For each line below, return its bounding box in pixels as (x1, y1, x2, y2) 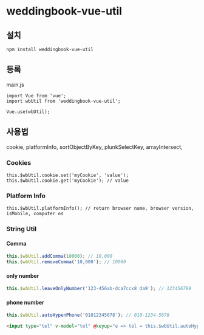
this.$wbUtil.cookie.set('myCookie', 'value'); (6, 172, 129, 178)
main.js (6, 81, 24, 88)
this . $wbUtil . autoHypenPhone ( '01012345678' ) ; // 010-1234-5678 (6, 312, 170, 319)
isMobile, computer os (6, 211, 64, 217)
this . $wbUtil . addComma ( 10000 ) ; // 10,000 (6, 254, 113, 260)
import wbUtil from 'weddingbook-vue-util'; (6, 98, 121, 104)
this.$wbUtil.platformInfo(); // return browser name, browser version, (6, 205, 194, 212)
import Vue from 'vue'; (6, 92, 67, 98)
